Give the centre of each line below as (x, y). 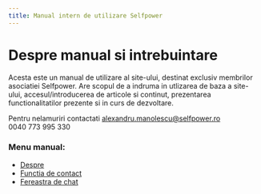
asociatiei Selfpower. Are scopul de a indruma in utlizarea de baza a (120, 85)
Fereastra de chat (49, 181)
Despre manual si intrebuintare (113, 55)
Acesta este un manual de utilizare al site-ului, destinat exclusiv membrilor (131, 77)
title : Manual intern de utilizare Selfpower (85, 16)
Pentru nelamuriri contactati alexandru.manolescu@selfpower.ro (114, 118)
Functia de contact (51, 173)
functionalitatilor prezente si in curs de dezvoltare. (91, 103)
